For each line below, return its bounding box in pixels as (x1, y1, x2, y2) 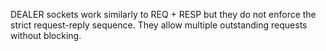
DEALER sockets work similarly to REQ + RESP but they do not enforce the (10, 9, 317, 20)
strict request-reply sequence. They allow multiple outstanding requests (10, 19, 308, 31)
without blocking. (10, 30, 82, 41)
